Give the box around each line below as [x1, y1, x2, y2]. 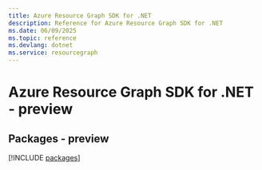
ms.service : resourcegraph [8, 49, 98, 57]
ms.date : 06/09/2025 [8, 26, 77, 34]
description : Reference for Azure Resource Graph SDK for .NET [8, 19, 224, 27]
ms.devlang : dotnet [8, 42, 73, 49]
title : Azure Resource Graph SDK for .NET [8, 11, 152, 20]
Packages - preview [8, 132, 109, 145]
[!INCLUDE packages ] [8, 153, 81, 162]
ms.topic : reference [8, 34, 77, 42]
